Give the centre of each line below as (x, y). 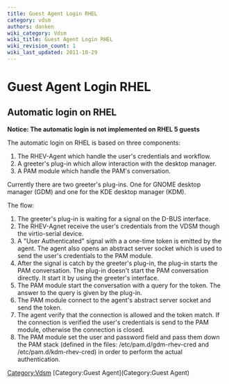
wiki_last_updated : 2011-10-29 (52, 53)
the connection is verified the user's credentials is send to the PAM (113, 322)
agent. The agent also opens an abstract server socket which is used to (119, 248)
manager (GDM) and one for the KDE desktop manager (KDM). (96, 191)
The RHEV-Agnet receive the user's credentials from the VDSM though (118, 226)
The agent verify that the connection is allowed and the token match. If (118, 314)
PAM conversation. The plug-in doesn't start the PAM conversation (113, 270)
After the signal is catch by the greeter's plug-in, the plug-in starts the (117, 263)
